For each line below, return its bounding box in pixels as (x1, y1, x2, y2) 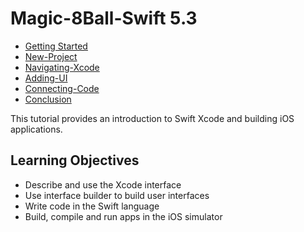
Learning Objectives (10, 152, 140, 169)
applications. (10, 123, 63, 135)
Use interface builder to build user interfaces (24, 189, 210, 201)
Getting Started (24, 40, 88, 52)
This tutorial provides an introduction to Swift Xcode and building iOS (10, 112, 295, 124)
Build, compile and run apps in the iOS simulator (24, 210, 223, 222)
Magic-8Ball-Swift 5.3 (10, 7, 198, 30)
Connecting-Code (24, 82, 100, 94)
